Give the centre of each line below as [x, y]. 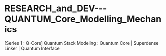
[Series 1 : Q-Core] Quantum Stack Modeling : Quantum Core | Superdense [82, 43]
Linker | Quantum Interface [32, 48]
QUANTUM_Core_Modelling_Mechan [83, 19]
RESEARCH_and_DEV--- [56, 9]
